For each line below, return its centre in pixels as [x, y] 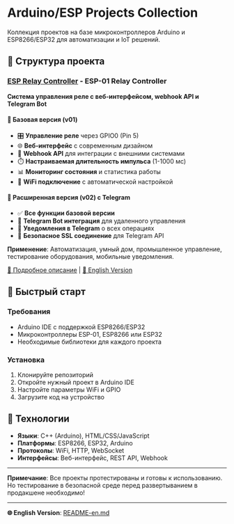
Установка [26, 360]
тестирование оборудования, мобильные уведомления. [91, 257]
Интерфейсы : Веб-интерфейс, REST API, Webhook [93, 458]
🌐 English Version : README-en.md [58, 512]
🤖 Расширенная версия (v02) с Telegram [69, 198]
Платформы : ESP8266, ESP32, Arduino [75, 443]
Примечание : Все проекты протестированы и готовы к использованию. [115, 477]
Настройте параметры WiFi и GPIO [69, 390]
